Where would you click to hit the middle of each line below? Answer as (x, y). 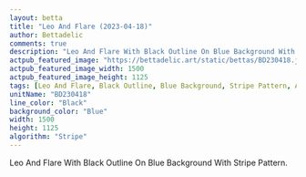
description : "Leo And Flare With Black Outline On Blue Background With (153, 52)
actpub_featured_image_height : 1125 (79, 78)
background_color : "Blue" (58, 111)
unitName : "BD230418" (51, 94)
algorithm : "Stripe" (49, 137)
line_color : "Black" (49, 103)
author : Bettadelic (46, 35)
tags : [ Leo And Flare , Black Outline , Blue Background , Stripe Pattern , (150, 86)
